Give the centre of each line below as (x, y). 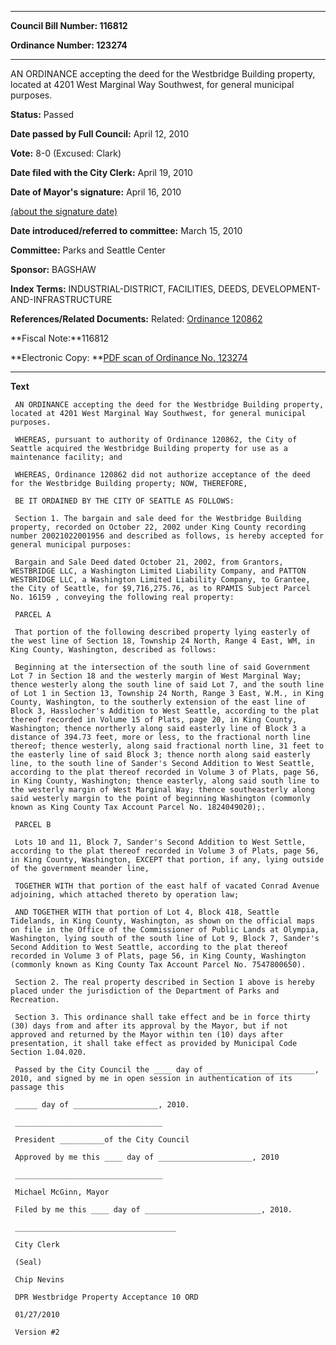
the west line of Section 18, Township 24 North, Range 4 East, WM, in (162, 641)
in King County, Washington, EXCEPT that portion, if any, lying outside (167, 860)
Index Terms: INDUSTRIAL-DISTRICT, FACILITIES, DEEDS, (130, 289)
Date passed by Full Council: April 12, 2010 (100, 134)
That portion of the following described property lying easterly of (162, 632)
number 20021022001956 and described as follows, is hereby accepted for (167, 536)
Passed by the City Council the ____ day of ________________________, (167, 1070)
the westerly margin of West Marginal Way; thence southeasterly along (162, 790)
